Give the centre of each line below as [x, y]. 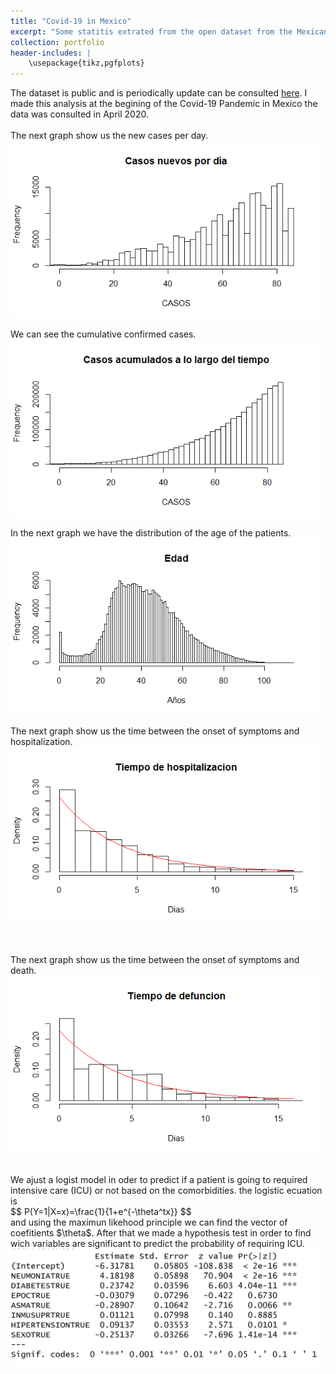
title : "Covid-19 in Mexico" [71, 21]
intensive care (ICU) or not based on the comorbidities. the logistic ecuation [166, 1190]
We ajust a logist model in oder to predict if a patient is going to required [159, 1179]
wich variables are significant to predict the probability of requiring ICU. [157, 1243]
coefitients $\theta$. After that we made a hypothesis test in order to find [161, 1232]
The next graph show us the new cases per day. [109, 136]
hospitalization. [41, 742]
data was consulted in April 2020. [79, 114]
